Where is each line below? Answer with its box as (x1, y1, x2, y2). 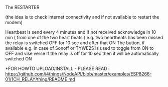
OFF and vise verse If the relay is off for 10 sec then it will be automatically (5, 50, 159, 56)
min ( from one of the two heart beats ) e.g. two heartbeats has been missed (5, 35, 163, 40)
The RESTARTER (5, 5, 40, 10)
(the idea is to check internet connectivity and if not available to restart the (5, 14, 159, 20)
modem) (5, 20, 23, 25)
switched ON (5, 56, 32, 62)
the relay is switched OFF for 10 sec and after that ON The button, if (5, 40, 145, 46)
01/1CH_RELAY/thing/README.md (5, 76, 75, 82)
